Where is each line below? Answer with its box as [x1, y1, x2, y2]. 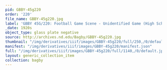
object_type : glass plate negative [5, 30, 79, 35]
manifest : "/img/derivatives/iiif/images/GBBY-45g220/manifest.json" [5, 44, 153, 49]
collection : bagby [5, 58, 43, 63]
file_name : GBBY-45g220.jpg [5, 16, 64, 21]
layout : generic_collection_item [5, 53, 75, 58]
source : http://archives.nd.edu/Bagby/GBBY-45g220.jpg [5, 35, 121, 40]
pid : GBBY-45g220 [5, 7, 41, 12]
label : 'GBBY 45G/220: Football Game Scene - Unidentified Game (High [5, 21, 155, 26]
